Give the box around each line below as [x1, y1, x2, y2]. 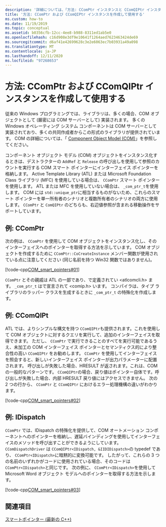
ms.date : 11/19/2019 [5, 21, 48, 26]
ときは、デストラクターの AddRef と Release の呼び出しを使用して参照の [9, 158, 156, 164]
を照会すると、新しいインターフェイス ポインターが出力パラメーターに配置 [5, 356, 157, 362]
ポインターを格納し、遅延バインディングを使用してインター [31, 433, 152, 439]
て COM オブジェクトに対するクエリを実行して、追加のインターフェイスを [5, 331, 156, 337]
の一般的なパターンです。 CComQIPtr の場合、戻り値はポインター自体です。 [5, 369, 155, 375]
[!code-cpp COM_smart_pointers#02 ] [5, 397, 81, 403]
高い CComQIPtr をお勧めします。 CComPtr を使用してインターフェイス [18, 350, 157, 356]
